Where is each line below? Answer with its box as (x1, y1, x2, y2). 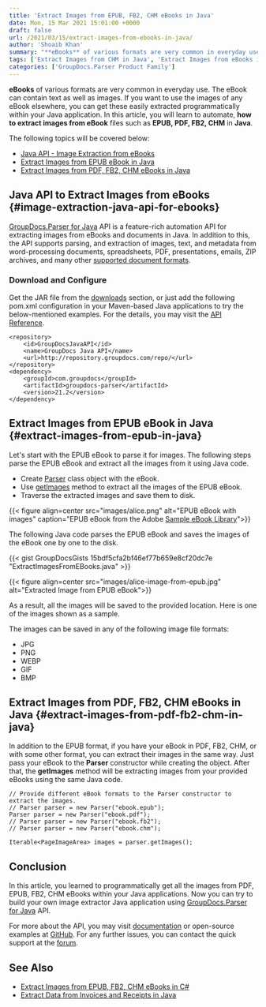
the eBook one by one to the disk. (9, 537, 119, 547)
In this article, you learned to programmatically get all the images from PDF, (9, 881, 255, 890)
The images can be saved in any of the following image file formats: (9, 624, 230, 634)
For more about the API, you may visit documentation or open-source (9, 921, 235, 931)
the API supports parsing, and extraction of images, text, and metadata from (9, 238, 257, 248)
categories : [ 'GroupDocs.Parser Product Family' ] (9, 63, 176, 71)
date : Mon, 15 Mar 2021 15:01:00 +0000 (9, 19, 140, 27)
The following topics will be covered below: (9, 133, 150, 143)
